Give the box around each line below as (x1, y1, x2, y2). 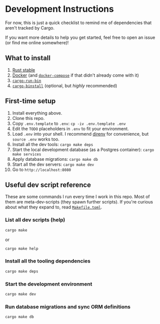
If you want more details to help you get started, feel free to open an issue (5, 34, 156, 40)
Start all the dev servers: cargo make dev (12, 161, 95, 167)
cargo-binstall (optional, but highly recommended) (12, 83, 117, 88)
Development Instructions (5, 3, 114, 15)
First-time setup (5, 97, 56, 105)
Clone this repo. (12, 115, 45, 121)
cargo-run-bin (12, 78, 41, 83)
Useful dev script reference (5, 180, 91, 189)
